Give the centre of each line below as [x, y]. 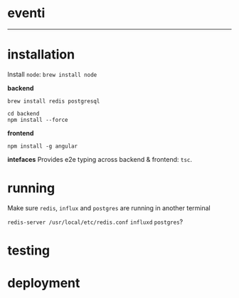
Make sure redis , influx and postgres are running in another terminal [109, 207]
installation [41, 55]
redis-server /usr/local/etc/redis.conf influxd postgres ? [95, 222]
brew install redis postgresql [54, 101]
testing [29, 250]
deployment [44, 283]
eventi [26, 13]
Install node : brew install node [52, 74]
